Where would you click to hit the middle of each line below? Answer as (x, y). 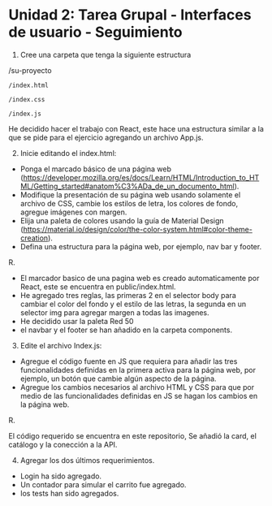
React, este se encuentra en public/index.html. (98, 287)
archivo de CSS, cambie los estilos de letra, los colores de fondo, (129, 203)
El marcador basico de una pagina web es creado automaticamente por (140, 278)
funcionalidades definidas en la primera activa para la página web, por (138, 370)
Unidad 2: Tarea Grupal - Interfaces (130, 15)
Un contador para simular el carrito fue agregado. (103, 484)
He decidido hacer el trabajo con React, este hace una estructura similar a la (136, 128)
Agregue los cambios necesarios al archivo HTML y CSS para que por (137, 387)
